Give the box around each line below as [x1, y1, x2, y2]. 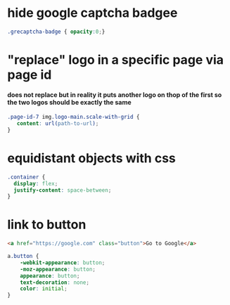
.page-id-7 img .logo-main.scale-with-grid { [7, 114, 140, 121]
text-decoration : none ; [20, 279, 90, 286]
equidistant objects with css [7, 150, 176, 167]
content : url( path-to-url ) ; [16, 120, 99, 127]
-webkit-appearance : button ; [20, 259, 106, 266]
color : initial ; [20, 285, 68, 292]
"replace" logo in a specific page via [7, 52, 224, 67]
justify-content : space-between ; [13, 186, 112, 194]
